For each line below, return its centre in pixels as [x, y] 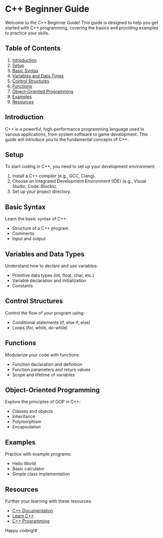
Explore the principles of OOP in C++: [43, 402]
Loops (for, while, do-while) [40, 327]
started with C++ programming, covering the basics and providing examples [82, 27]
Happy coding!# [21, 531]
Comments [23, 234]
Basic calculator [28, 469]
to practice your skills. [27, 33]
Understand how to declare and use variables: [51, 266]
